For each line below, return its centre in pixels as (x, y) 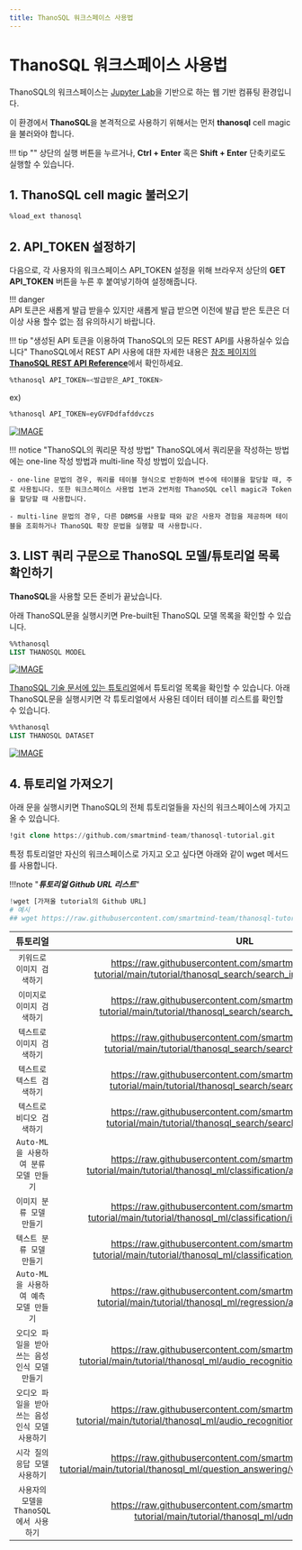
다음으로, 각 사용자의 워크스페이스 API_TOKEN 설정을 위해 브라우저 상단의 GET (147, 271)
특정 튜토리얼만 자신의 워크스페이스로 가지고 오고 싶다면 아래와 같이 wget (137, 854)
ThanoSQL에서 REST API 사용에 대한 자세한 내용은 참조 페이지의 (143, 352)
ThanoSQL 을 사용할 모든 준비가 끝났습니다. (86, 596)
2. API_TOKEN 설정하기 (73, 247)
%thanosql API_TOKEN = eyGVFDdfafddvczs (82, 414)
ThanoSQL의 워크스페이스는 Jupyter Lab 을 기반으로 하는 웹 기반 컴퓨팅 (135, 92)
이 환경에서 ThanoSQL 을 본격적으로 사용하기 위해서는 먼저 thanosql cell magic (150, 122)
